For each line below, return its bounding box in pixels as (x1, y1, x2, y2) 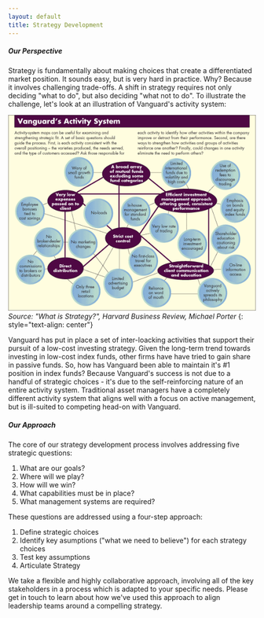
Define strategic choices (19, 528, 100, 537)
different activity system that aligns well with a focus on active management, (8, 394, 256, 403)
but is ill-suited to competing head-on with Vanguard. (8, 402, 181, 412)
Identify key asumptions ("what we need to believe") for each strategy (19, 535, 247, 546)
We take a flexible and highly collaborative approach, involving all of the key (8, 576, 254, 586)
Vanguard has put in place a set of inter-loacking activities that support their (8, 335, 255, 345)
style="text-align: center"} (8, 320, 93, 329)
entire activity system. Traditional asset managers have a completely (8, 385, 230, 395)
